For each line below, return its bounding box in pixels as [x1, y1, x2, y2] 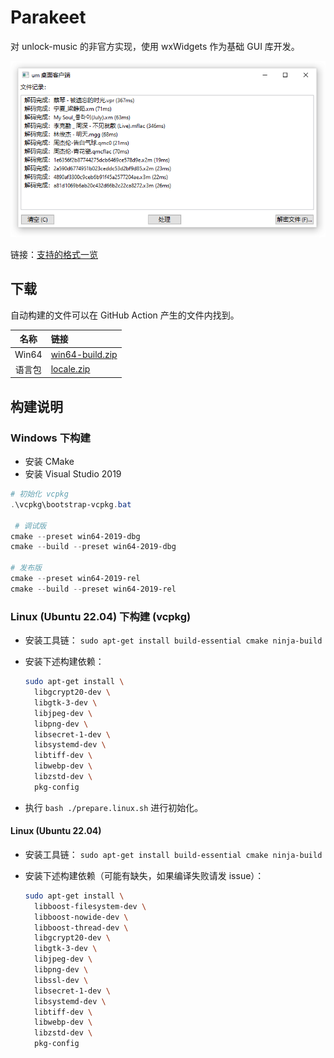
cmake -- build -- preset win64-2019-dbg [10, 542, 177, 552]
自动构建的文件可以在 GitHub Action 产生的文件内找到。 [10, 309, 240, 321]
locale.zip [50, 363, 91, 375]
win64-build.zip [50, 348, 118, 360]
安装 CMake [24, 456, 75, 468]
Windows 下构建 [10, 431, 91, 445]
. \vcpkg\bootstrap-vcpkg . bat [10, 499, 132, 510]
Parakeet [10, 6, 87, 29]
